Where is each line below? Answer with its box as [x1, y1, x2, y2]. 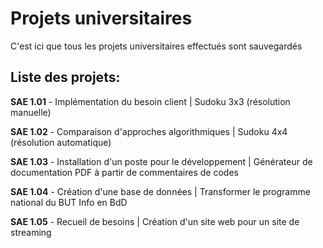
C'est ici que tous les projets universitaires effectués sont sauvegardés [10, 40, 303, 52]
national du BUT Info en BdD [10, 196, 128, 208]
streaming [10, 226, 52, 238]
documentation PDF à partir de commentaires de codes [10, 166, 239, 178]
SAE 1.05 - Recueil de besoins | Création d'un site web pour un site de [10, 215, 300, 227]
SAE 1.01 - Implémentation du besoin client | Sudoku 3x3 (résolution [10, 95, 291, 107]
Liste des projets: [10, 69, 121, 86]
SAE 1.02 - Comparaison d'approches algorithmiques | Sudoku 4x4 [10, 125, 288, 137]
